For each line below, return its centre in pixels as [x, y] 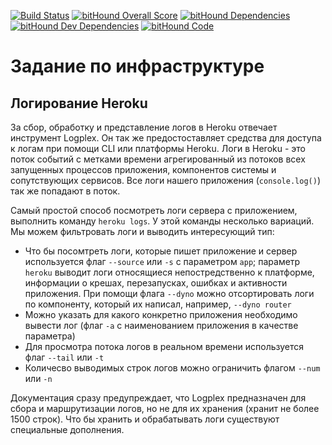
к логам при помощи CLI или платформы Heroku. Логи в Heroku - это [158, 148]
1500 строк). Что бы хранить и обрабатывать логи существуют [145, 419]
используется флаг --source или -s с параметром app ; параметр [162, 261]
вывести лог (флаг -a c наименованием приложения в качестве [161, 325]
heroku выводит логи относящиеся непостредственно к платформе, [169, 272]
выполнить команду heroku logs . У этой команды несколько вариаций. [162, 221]
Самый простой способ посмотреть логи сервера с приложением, [154, 210]
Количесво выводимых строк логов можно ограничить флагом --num [172, 368]
